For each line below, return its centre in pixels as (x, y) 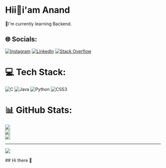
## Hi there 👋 (19, 160)
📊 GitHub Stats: (39, 110)
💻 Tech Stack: (36, 72)
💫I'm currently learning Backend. (39, 24)
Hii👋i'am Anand (38, 10)
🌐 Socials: (21, 39)
